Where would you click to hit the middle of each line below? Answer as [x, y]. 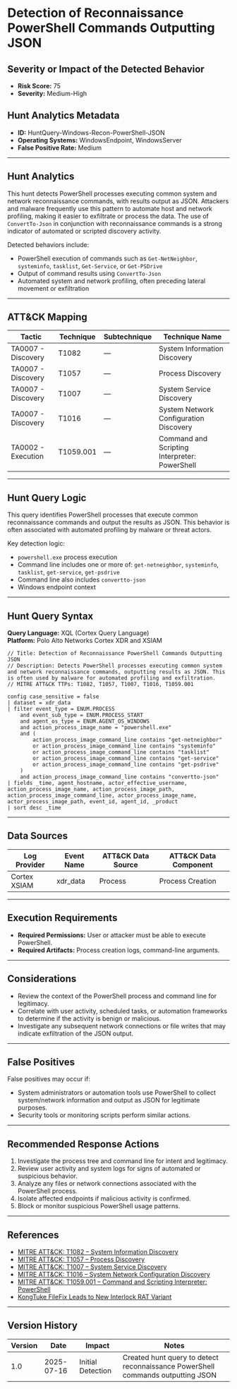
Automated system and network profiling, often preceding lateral [111, 281]
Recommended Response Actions [84, 1144]
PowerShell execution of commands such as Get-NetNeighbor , [107, 258]
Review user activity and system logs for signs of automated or [109, 1169]
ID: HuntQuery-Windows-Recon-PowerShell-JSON [91, 133]
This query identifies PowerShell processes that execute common [103, 515]
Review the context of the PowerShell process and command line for [117, 996]
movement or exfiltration [53, 288]
